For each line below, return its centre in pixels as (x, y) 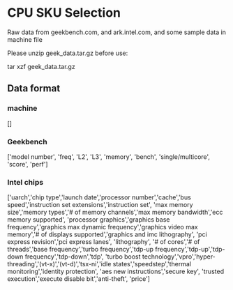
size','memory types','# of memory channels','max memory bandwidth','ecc (115, 212)
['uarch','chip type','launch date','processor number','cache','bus (99, 197)
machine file (25, 39)
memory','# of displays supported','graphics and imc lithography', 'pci (107, 234)
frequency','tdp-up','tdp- (190, 250)
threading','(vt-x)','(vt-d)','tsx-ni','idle (59, 264)
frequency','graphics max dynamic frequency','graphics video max (103, 227)
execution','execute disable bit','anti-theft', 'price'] (78, 279)
